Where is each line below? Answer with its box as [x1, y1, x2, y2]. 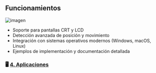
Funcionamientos [5, 4, 61, 12]
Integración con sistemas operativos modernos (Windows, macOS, [12, 37, 151, 43]
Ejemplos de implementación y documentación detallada [12, 48, 130, 54]
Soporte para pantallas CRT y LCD [12, 27, 84, 33]
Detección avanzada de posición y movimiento [12, 32, 110, 38]
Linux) [12, 42, 26, 49]
